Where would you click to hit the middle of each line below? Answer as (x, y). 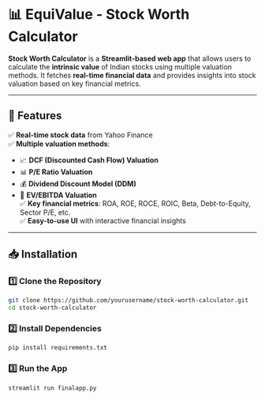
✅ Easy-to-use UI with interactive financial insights (103, 220)
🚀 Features (35, 116)
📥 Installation (43, 254)
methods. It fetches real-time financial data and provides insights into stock (132, 75)
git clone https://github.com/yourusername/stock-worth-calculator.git (128, 301)
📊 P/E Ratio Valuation (56, 172)
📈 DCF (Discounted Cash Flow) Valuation (89, 160)
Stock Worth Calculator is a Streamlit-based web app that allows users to (130, 58)
